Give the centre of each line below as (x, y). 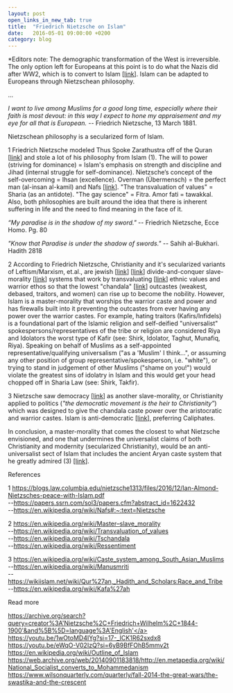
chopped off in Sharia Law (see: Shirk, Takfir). (74, 382)
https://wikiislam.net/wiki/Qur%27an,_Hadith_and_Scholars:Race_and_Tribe (115, 582)
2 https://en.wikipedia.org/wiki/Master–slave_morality (85, 524)
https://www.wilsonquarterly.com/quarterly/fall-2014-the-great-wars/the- (113, 675)
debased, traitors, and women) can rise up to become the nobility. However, (116, 294)
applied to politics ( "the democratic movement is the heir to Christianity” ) (112, 403)
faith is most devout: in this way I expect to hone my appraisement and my (114, 116)
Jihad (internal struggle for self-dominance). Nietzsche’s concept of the (110, 172)
